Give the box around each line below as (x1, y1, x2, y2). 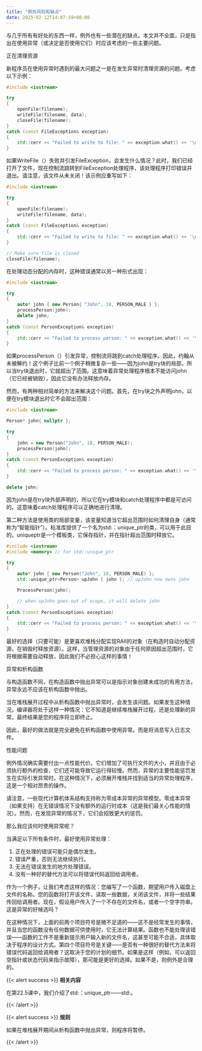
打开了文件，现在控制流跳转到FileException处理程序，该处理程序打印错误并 (6, 165, 192, 172)
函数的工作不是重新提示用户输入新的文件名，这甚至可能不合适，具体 (22, 934, 191, 941)
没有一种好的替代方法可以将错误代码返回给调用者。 (14, 871, 142, 878)
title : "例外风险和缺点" (6, 8, 62, 15)
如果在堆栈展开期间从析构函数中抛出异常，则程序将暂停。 (6, 1026, 148, 1034)
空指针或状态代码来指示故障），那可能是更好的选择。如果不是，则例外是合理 (6, 956, 194, 963)
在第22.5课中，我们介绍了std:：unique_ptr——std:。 (6, 989, 136, 996)
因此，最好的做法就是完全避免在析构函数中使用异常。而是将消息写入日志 (6, 727, 185, 734)
